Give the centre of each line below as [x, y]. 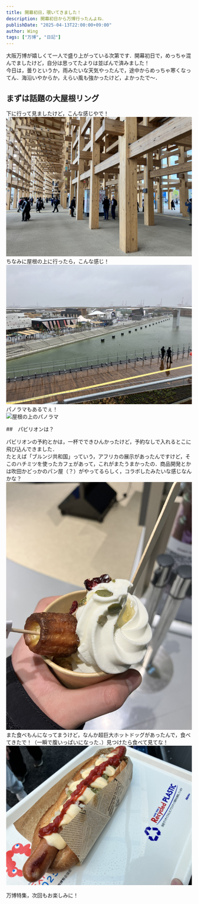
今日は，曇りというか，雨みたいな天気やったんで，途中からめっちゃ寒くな [96, 70]
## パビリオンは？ [30, 429]
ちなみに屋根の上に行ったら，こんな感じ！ [58, 261]
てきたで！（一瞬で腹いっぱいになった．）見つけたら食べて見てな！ [88, 742]
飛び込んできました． [32, 449]
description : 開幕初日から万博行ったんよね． [56, 19]
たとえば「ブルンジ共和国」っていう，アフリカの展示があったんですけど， [96, 456]
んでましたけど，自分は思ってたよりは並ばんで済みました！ [78, 63]
